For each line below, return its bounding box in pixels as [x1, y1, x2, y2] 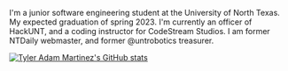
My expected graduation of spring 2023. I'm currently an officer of [9, 17, 253, 27]
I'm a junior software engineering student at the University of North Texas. [9, 8, 281, 18]
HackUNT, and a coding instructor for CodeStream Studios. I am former [9, 26, 270, 36]
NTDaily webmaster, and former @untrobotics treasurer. [9, 35, 214, 46]
